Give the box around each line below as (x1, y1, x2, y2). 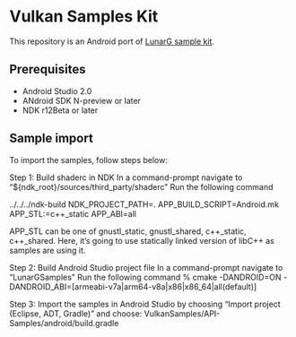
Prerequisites (9, 62, 86, 77)
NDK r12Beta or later (22, 105, 99, 116)
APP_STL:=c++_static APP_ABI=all (9, 208, 137, 219)
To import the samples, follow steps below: (9, 154, 168, 165)
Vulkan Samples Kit (9, 6, 159, 27)
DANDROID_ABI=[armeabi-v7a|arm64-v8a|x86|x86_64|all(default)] (9, 281, 257, 292)
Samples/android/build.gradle (9, 317, 119, 328)
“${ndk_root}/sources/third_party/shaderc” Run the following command (9, 181, 274, 192)
